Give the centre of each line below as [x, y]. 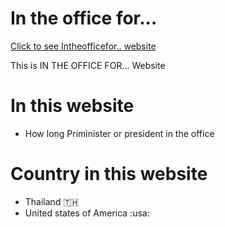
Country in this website [109, 174]
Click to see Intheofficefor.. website [83, 46]
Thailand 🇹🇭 [52, 201]
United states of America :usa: [87, 213]
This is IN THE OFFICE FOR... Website [88, 65]
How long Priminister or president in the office [119, 133]
